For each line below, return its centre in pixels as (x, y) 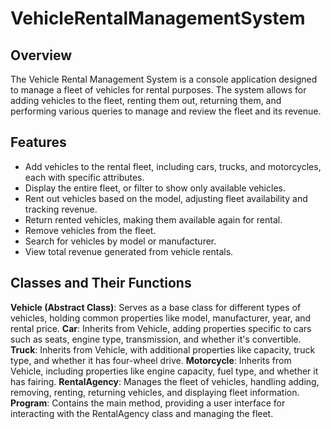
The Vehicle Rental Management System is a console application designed (164, 79)
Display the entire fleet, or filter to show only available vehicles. (155, 188)
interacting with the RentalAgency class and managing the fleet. (142, 413)
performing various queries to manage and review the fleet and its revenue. (166, 111)
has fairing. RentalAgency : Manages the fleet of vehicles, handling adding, (165, 381)
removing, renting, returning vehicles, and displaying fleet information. (155, 392)
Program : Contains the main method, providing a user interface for (148, 403)
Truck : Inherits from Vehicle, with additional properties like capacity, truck (163, 349)
